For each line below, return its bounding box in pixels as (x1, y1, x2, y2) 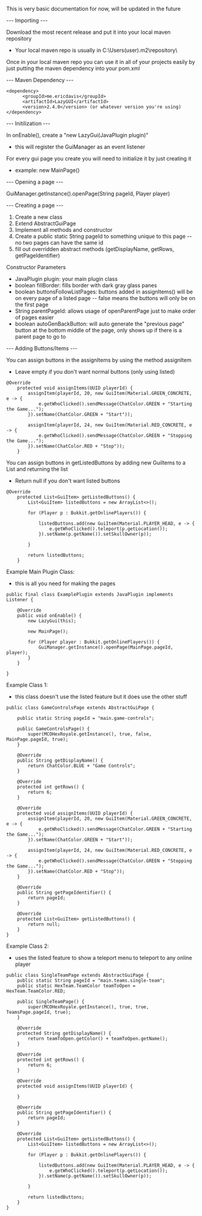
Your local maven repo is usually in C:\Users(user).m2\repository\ (14, 46, 178, 54)
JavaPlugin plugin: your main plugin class (14, 275, 118, 283)
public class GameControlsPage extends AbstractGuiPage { (6, 705, 155, 711)
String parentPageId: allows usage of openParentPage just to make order (14, 307, 196, 315)
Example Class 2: (6, 942, 49, 950)
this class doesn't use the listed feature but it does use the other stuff (14, 693, 188, 700)
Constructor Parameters (6, 264, 66, 270)
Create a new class (14, 214, 63, 220)
